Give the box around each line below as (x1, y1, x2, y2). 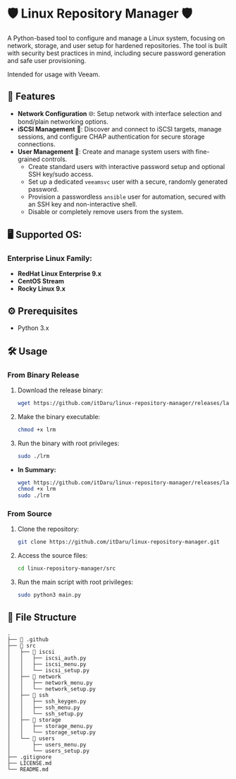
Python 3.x (17, 324, 49, 332)
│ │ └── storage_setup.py (7, 729, 97, 736)
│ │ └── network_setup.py (7, 685, 97, 693)
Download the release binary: (17, 386, 104, 394)
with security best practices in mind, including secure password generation (7, 49, 226, 57)
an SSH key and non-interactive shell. (27, 199, 137, 209)
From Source (7, 509, 52, 519)
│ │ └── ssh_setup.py (7, 710, 83, 717)
